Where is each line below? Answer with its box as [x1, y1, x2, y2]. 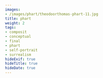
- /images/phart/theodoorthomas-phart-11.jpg [5, 12, 98, 16]
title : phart [5, 16, 31, 21]
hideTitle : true [5, 61, 38, 66]
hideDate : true [5, 66, 36, 71]
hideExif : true [5, 57, 36, 62]
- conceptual [5, 34, 31, 39]
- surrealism [5, 52, 31, 57]
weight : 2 [5, 20, 25, 26]
